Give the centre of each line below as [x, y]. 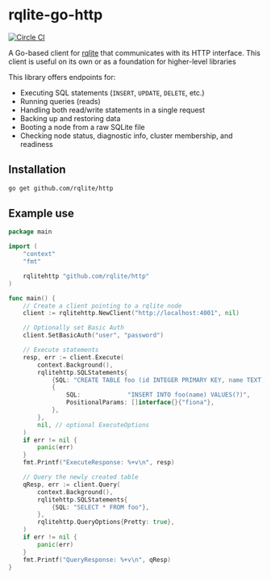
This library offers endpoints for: [62, 77]
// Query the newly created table [81, 477]
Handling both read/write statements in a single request [113, 110]
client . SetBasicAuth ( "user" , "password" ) [93, 336]
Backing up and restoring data [70, 118]
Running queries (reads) [60, 101]
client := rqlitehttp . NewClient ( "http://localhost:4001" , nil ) [131, 313]
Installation [37, 170]
